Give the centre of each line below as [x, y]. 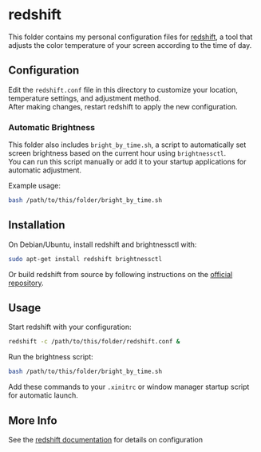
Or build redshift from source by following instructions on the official [121, 274]
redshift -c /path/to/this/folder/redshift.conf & [94, 342]
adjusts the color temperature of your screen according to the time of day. [130, 45]
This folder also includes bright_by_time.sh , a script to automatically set [127, 145]
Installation [37, 225]
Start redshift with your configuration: [70, 327]
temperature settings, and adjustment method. [85, 98]
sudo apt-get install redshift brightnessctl [85, 259]
